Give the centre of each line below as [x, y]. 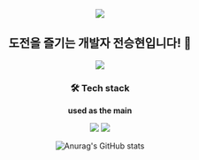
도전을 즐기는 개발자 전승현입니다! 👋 [100, 43]
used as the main [100, 110]
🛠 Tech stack [100, 88]
